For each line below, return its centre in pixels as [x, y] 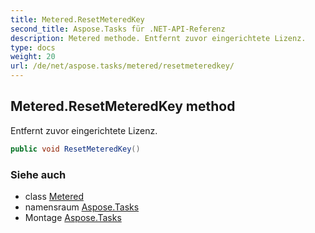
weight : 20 [33, 57]
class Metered [54, 196]
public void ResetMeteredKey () [75, 149]
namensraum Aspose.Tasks [82, 207]
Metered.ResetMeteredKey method [123, 106]
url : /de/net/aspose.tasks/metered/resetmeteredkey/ [122, 66]
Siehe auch [38, 174]
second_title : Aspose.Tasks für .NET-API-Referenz [118, 29]
